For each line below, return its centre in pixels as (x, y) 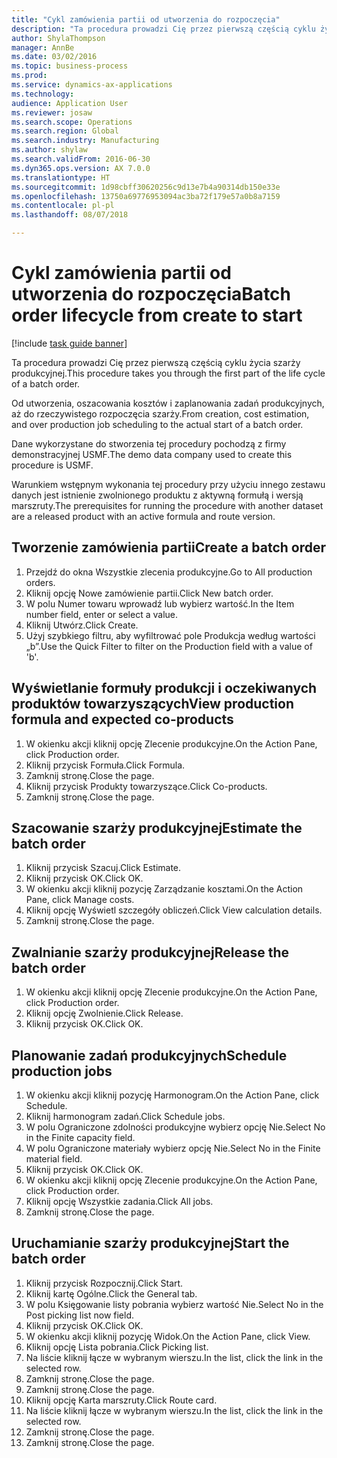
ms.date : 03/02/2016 (54, 57)
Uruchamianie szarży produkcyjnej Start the (150, 1243)
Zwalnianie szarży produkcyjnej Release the (150, 952)
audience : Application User (70, 103)
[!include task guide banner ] (69, 343)
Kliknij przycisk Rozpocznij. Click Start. (104, 1283)
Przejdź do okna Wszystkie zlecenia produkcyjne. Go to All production (169, 572)
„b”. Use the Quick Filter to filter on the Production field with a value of (169, 646)
